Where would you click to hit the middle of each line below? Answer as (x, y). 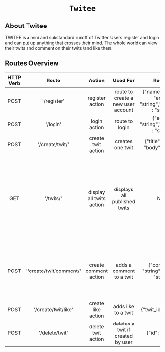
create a (124, 98)
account (124, 110)
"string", (152, 271)
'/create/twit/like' (53, 309)
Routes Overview (32, 64)
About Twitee (26, 26)
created (124, 336)
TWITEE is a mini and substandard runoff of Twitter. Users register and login (82, 38)
